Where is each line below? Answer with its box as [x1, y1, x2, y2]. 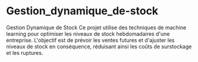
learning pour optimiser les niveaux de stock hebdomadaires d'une [6, 30, 170, 37]
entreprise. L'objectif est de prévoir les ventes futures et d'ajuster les [6, 36, 175, 44]
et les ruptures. [6, 49, 43, 56]
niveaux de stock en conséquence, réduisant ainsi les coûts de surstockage [6, 43, 192, 50]
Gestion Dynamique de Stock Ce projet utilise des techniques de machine [6, 24, 187, 31]
